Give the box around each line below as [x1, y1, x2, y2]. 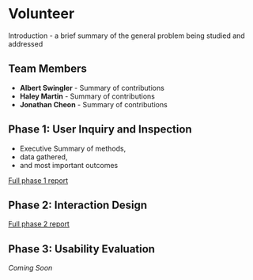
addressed [8, 39, 43, 48]
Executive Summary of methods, [19, 144, 126, 153]
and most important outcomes [19, 160, 119, 170]
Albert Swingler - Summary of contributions [19, 83, 164, 92]
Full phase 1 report [8, 175, 69, 185]
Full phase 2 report [8, 219, 70, 229]
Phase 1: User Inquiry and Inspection [8, 123, 192, 136]
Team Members [8, 62, 87, 76]
